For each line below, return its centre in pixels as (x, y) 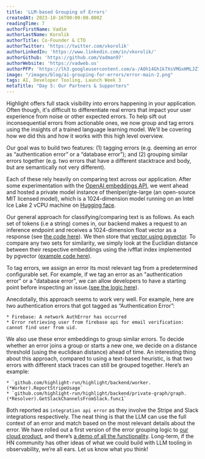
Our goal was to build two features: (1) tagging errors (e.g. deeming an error (102, 148)
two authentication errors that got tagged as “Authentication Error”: (91, 306)
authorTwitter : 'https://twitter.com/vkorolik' (68, 47)
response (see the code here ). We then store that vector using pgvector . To (101, 237)
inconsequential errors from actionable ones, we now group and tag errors (100, 123)
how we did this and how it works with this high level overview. (85, 136)
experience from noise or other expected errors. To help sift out (86, 116)
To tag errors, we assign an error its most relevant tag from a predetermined (102, 268)
